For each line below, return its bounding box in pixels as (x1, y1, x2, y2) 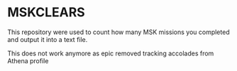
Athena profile (7, 56, 49, 65)
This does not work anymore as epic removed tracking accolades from (7, 49, 214, 58)
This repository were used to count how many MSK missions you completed (7, 28, 230, 36)
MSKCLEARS (7, 4, 85, 21)
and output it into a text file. (7, 35, 88, 43)
